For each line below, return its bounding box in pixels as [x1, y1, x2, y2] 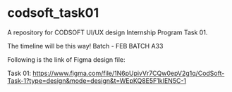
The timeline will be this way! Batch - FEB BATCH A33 [7, 41, 164, 50]
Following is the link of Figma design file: [7, 55, 126, 64]
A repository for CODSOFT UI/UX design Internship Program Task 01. [7, 28, 208, 37]
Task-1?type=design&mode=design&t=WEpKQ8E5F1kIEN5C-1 [7, 76, 187, 85]
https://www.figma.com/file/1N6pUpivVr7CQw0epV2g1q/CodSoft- [32, 69, 225, 77]
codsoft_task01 [7, 5, 99, 21]
